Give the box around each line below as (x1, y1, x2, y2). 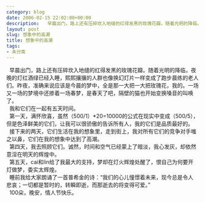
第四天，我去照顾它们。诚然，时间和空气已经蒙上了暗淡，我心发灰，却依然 (9, 143, 196, 150)
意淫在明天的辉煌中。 (6, 151, 60, 158)
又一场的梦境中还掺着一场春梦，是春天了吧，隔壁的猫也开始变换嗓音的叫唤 (6, 89, 193, 97)
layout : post (6, 26, 40, 32)
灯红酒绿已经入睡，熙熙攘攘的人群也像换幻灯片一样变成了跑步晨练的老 (16, 74, 193, 81)
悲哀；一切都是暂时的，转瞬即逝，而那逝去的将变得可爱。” (6, 181, 151, 189)
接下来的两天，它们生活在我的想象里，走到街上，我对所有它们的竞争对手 (9, 127, 191, 135)
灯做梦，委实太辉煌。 (6, 166, 60, 173)
